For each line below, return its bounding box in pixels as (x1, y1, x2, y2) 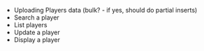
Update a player (13, 28, 61, 36)
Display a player (13, 36, 61, 44)
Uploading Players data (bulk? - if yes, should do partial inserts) (13, 6, 198, 14)
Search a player (13, 13, 59, 22)
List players (13, 21, 48, 29)
